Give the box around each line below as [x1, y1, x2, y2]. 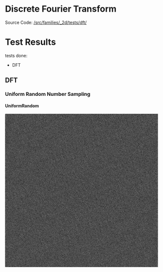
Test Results [5, 36, 56, 48]
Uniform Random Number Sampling [5, 91, 91, 98]
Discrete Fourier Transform [5, 3, 117, 15]
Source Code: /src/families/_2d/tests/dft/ [5, 19, 87, 25]
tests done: [5, 53, 28, 58]
